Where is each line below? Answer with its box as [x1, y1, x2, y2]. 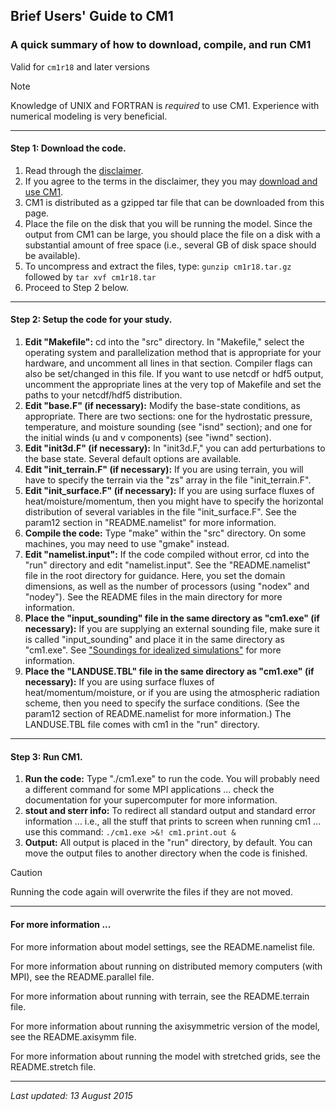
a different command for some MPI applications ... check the [24, 784, 275, 796]
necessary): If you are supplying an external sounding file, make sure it [24, 623, 320, 635]
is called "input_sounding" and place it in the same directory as [24, 634, 285, 646]
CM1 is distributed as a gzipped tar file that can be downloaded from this [24, 196, 325, 208]
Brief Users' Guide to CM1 [10, 8, 174, 25]
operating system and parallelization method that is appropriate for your [24, 347, 322, 359]
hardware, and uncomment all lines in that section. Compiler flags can [24, 357, 313, 369]
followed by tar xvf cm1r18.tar [24, 270, 157, 283]
